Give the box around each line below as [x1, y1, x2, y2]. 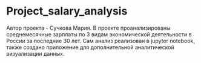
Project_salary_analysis [6, 4, 128, 18]
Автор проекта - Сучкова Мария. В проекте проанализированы [6, 24, 171, 31]
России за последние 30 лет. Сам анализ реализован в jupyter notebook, [6, 37, 196, 44]
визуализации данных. [6, 50, 65, 57]
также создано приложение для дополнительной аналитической [6, 44, 174, 51]
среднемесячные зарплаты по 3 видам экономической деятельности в [6, 30, 192, 38]
